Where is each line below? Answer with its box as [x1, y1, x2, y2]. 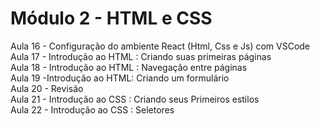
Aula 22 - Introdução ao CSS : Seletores [10, 103, 175, 116]
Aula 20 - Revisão [10, 82, 84, 94]
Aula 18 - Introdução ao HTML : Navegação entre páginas [10, 61, 248, 73]
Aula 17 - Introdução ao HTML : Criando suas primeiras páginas [10, 50, 272, 62]
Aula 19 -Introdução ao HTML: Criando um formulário [10, 72, 230, 84]
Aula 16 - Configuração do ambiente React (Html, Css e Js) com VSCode [10, 40, 311, 52]
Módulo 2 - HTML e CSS [10, 7, 213, 30]
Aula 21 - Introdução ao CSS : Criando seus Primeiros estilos [10, 93, 260, 105]
